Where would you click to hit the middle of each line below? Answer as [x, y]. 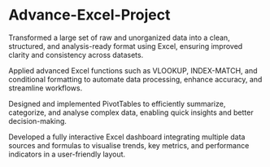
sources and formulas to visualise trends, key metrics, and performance [129, 145]
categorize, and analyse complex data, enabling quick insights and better [131, 112]
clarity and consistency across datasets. [76, 55]
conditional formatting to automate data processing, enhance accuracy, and [135, 79]
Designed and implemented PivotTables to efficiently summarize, [117, 103]
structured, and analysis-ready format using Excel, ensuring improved [126, 46]
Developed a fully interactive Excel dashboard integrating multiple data [127, 137]
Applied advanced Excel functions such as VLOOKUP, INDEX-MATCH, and [133, 70]
